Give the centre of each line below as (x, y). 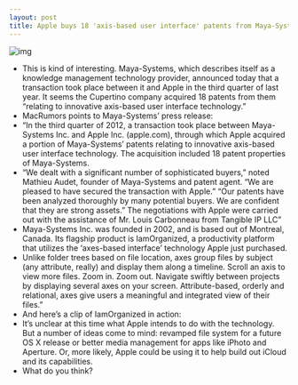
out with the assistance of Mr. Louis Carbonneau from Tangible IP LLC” (152, 220)
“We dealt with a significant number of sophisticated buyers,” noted (146, 172)
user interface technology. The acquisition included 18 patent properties (154, 153)
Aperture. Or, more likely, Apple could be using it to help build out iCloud (154, 351)
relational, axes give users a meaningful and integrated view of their (146, 295)
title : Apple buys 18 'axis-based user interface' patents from (130, 26)
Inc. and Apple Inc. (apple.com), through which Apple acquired (171, 134)
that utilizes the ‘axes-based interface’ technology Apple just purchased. (155, 248)
